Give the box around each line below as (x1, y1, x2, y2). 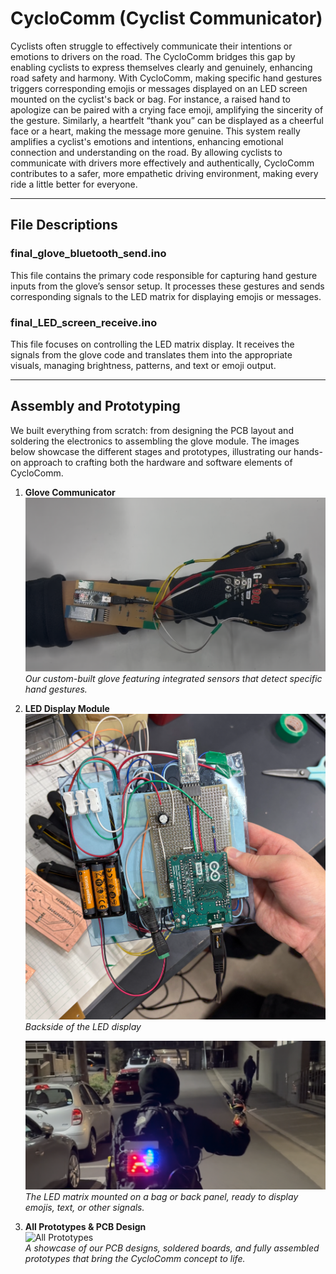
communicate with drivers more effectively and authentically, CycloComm (10, 157, 315, 169)
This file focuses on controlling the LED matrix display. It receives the (10, 338, 295, 350)
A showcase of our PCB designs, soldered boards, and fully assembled (24, 1242, 320, 1254)
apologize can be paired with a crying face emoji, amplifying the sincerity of (10, 103, 324, 116)
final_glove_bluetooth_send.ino (10, 247, 167, 261)
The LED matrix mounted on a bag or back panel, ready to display (24, 1191, 299, 1203)
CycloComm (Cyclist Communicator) (10, 7, 323, 30)
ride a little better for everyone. (10, 178, 138, 190)
